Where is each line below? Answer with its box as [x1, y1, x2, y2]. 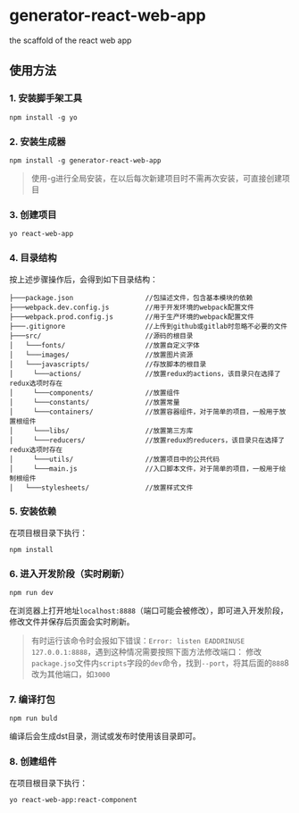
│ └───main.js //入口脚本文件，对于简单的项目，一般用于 [9, 464, 279, 474]
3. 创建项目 [9, 208, 57, 221]
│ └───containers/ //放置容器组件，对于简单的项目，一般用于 [9, 407, 279, 416]
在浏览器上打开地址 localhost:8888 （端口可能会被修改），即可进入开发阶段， [9, 605, 288, 616]
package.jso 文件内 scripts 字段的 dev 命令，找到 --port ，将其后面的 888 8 [30, 658, 290, 668]
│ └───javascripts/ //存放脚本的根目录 [9, 359, 207, 369]
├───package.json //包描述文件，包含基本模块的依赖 [9, 293, 253, 302]
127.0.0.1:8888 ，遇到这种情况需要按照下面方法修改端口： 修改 [30, 647, 262, 658]
